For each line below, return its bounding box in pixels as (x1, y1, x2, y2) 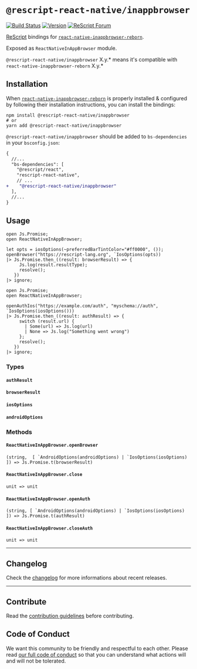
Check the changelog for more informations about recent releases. (6, 574, 167, 582)
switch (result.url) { (19, 318, 75, 324)
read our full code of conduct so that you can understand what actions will (6, 651, 186, 658)
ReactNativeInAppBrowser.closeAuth (6, 525, 93, 531)
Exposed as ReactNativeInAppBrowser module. (6, 45, 117, 52)
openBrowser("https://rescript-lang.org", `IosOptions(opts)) (6, 252, 161, 258)
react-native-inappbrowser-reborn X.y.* (6, 62, 104, 69)
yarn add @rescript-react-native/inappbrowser (6, 123, 122, 128)
